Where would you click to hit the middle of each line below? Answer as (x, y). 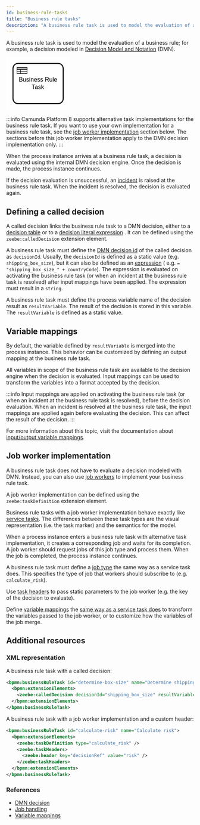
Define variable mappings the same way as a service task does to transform (99, 609)
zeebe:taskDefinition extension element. (57, 501)
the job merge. (24, 622)
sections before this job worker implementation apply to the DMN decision (97, 138)
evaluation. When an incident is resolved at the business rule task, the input (99, 407)
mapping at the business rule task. (49, 358)
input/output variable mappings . (46, 437)
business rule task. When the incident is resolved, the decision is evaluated (98, 187)
